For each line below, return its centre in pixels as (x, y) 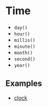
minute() (25, 46)
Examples (24, 84)
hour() (22, 34)
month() (23, 53)
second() (25, 59)
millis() (25, 40)
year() (22, 65)
